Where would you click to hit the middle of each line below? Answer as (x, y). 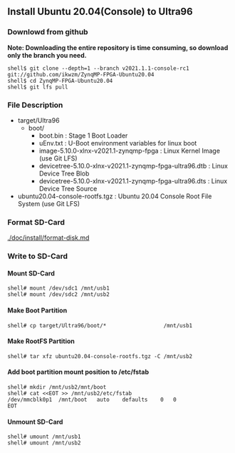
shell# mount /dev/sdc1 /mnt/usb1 (59, 288)
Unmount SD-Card (35, 422)
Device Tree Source (68, 188)
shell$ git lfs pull (38, 87)
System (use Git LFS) (49, 203)
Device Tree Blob (64, 173)
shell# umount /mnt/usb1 (44, 437)
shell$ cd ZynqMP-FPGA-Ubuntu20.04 (60, 81)
